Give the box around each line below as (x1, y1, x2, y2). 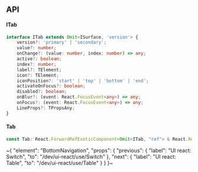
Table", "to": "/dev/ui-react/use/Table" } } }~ (6, 159, 114, 166)
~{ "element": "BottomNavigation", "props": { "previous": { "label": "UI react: (6, 147, 192, 154)
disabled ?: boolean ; (16, 89, 67, 95)
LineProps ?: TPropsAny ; (16, 105, 75, 111)
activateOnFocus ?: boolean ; (16, 83, 85, 89)
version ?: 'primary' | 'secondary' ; (16, 39, 107, 46)
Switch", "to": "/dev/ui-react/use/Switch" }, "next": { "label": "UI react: (6, 153, 176, 160)
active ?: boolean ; (16, 56, 62, 62)
